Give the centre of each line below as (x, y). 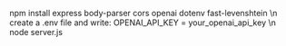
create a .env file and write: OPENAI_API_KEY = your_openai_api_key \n (143, 23)
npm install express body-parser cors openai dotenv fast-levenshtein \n (143, 13)
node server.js (36, 32)
